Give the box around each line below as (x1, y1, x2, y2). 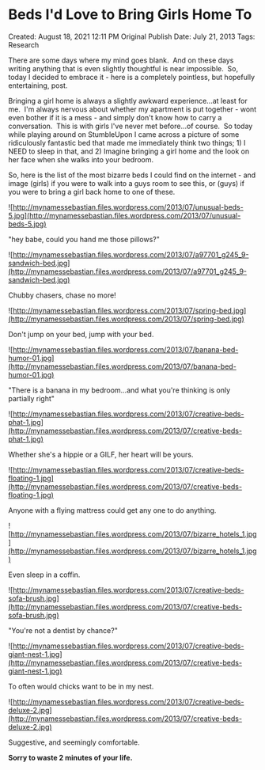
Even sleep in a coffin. (8, 570, 81, 579)
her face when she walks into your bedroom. (8, 154, 154, 164)
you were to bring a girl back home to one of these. (8, 187, 176, 196)
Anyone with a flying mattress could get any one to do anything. (8, 505, 217, 515)
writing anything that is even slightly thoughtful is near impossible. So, (8, 63, 239, 73)
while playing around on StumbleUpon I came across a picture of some (8, 129, 240, 139)
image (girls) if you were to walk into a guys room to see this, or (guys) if (8, 178, 245, 188)
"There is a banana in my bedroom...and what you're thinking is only (8, 385, 231, 395)
